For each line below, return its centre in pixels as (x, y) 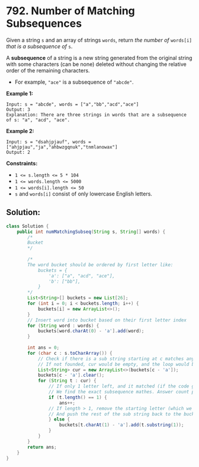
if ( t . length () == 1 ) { (78, 397)
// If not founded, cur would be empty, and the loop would (113, 364)
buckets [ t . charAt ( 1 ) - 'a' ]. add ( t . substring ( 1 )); (121, 425)
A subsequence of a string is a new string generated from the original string (99, 58)
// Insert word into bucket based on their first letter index (107, 320)
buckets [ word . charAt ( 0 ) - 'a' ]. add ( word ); (91, 331)
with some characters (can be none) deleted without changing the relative (96, 64)
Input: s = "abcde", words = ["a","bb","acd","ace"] (73, 104)
